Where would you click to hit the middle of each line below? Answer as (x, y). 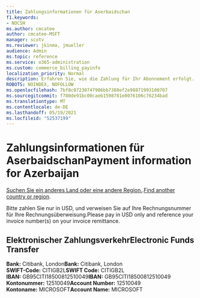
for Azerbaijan (43, 174)
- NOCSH (16, 23)
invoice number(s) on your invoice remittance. (63, 221)
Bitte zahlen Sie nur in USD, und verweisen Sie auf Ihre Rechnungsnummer (99, 208)
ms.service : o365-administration (48, 62)
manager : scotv (25, 40)
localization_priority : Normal (45, 73)
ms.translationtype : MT (36, 101)
